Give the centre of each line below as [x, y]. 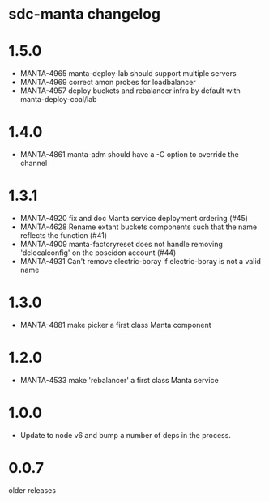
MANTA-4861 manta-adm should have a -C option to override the [129, 155]
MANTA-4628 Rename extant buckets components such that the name [139, 227]
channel [34, 164]
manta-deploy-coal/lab [58, 100]
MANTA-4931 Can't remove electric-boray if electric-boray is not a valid [141, 261]
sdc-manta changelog [84, 14]
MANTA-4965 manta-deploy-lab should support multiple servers [128, 74]
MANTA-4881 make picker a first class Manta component [116, 325]
